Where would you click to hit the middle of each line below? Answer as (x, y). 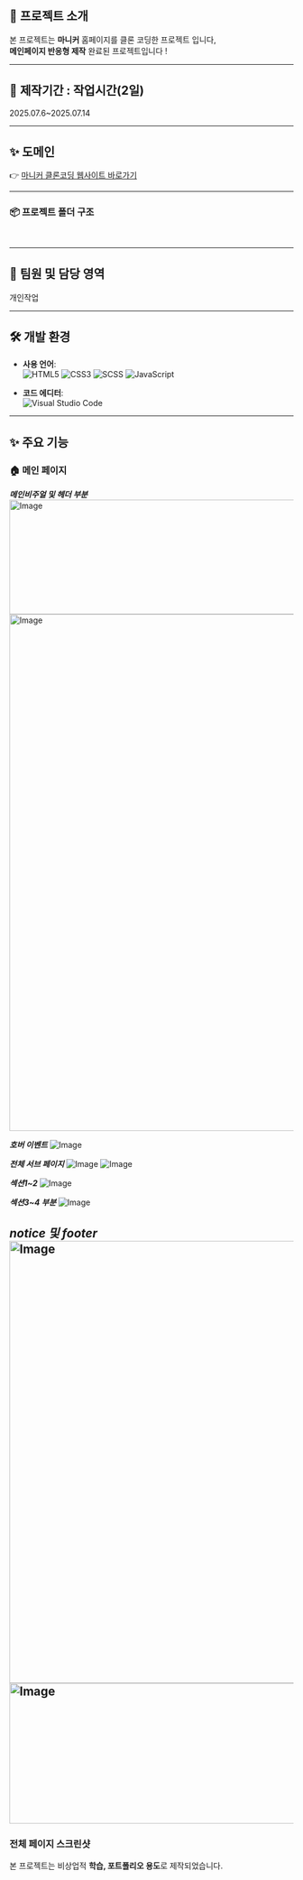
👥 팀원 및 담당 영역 (57, 274)
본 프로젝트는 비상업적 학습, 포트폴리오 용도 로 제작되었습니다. (116, 1866)
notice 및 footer (53, 1233)
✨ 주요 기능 (39, 442)
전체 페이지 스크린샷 (50, 1844)
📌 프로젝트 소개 (49, 16)
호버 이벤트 (28, 1145)
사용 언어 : (39, 365)
